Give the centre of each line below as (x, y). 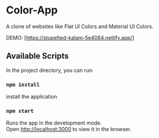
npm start (20, 111)
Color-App (32, 10)
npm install (23, 84)
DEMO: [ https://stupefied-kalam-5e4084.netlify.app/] (70, 37)
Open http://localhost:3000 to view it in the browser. (69, 129)
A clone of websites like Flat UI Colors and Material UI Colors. (80, 26)
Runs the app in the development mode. (54, 123)
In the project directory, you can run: (50, 70)
